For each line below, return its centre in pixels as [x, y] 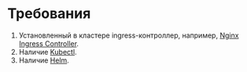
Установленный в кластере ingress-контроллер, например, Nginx [129, 35]
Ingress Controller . [49, 43]
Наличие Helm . [44, 60]
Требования [49, 14]
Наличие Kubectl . [48, 52]
